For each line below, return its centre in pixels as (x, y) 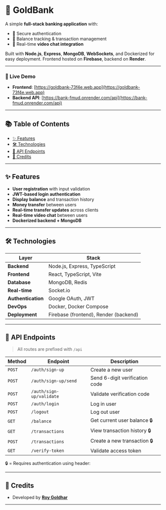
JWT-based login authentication (46, 194)
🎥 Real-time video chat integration (48, 44)
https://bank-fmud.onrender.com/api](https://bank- (95, 98)
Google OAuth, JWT (72, 298)
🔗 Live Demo (20, 76)
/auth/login (45, 404)
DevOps (17, 306)
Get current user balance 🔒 (122, 420)
